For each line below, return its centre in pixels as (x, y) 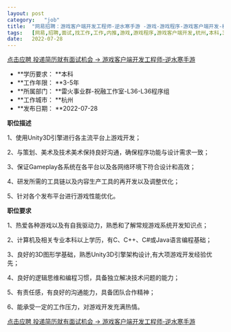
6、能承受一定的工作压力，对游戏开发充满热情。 (75, 307)
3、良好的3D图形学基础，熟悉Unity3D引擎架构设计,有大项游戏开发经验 (107, 254)
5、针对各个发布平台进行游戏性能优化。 (63, 196)
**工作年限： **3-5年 (48, 82)
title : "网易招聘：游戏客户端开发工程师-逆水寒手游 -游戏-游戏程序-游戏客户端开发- (114, 26)
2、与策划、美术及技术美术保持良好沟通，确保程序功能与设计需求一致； (108, 153)
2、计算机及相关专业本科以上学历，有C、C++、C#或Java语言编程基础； (109, 240)
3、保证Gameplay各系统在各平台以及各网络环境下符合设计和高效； (101, 167)
